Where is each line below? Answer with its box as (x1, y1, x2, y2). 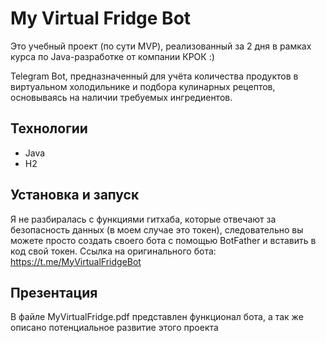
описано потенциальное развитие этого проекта (10, 322, 219, 334)
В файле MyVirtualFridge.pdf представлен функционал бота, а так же (10, 311, 304, 323)
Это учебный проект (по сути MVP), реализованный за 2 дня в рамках (10, 40, 312, 52)
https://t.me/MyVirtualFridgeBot (10, 255, 142, 267)
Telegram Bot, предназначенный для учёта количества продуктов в (10, 70, 299, 82)
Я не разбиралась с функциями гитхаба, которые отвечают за (10, 213, 277, 225)
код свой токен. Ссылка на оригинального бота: (10, 245, 217, 257)
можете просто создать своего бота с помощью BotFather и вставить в (10, 234, 317, 246)
